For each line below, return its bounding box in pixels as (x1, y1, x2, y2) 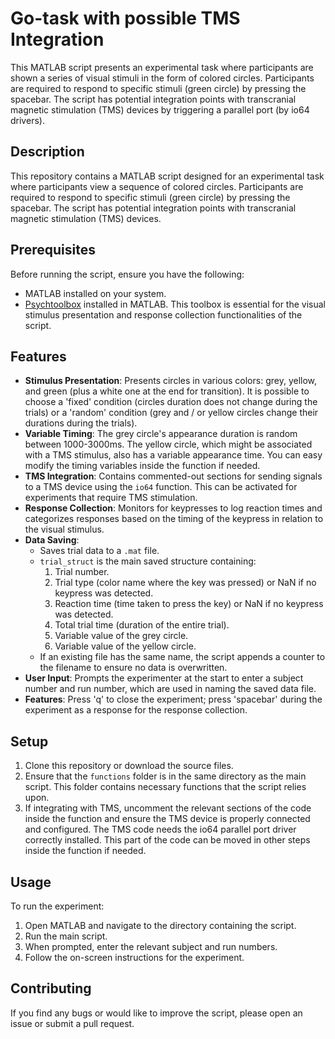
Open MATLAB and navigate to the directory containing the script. (24, 920, 297, 931)
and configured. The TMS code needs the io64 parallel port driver (24, 823, 297, 836)
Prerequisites (10, 242, 96, 259)
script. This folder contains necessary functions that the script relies (24, 781, 307, 793)
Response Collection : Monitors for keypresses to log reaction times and (24, 502, 323, 514)
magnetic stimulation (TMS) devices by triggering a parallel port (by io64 (10, 103, 310, 116)
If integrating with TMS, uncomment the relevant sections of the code (24, 802, 312, 814)
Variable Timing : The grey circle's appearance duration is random (24, 428, 298, 440)
